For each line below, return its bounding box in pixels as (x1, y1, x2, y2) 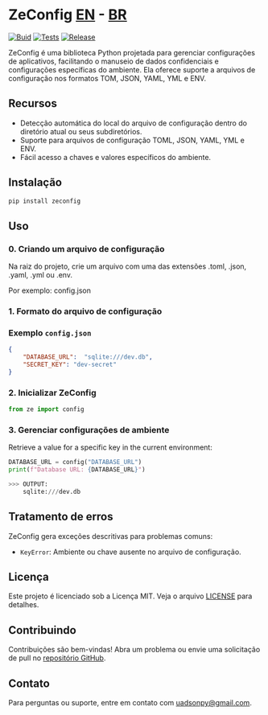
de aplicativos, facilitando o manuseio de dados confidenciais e (8, 56, 219, 66)
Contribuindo (8, 623, 76, 637)
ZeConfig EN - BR (8, 6, 127, 24)
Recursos (8, 97, 58, 110)
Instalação (8, 175, 63, 190)
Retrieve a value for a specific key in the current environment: (8, 442, 213, 452)
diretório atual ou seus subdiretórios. (19, 126, 142, 136)
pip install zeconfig (8, 197, 81, 205)
